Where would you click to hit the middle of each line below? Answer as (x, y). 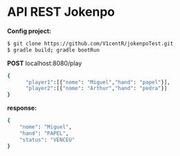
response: (22, 108)
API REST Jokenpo (61, 12)
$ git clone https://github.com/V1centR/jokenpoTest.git (90, 43)
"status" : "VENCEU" (47, 140)
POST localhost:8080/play (45, 63)
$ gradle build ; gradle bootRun (53, 50)
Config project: (29, 31)
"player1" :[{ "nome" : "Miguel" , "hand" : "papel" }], (98, 82)
